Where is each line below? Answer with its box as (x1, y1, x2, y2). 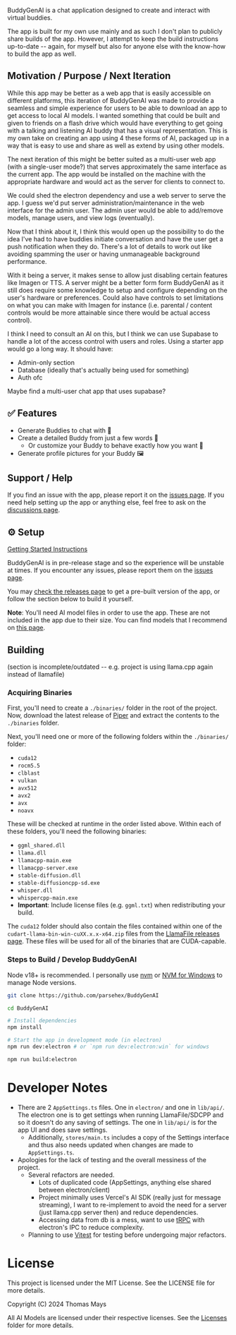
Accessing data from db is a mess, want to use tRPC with (38, 1215, 205, 1224)
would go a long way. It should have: (7, 344, 113, 353)
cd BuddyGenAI (7, 1005, 49, 1012)
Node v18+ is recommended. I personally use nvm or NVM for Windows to (7, 970, 223, 979)
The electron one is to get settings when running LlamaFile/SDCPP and (17, 1111, 224, 1119)
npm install (7, 1024, 42, 1031)
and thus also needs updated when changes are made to (27, 1140, 194, 1149)
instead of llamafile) (7, 670, 65, 679)
